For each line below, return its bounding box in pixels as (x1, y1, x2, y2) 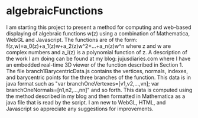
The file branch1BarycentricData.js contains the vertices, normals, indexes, (6, 67, 188, 74)
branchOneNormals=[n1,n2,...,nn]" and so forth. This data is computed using (6, 86, 193, 93)
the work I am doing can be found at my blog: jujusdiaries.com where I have (6, 55, 191, 62)
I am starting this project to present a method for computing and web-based (6, 24, 191, 31)
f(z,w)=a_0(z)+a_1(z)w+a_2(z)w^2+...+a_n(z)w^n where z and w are (6, 42, 171, 50)
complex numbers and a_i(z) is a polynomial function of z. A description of (6, 48, 187, 55)
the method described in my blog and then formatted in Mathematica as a (6, 93, 186, 100)
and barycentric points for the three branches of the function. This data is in (6, 74, 191, 81)
